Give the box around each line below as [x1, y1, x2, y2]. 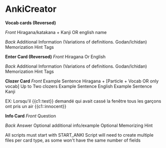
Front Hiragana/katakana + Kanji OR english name [5, 29, 107, 35]
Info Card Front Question [5, 112, 56, 119]
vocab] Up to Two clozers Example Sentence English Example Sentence [5, 83, 152, 89]
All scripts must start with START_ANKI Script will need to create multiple [5, 132, 154, 138]
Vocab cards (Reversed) [5, 20, 56, 26]
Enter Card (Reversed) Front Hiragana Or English [5, 53, 106, 60]
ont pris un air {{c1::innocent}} [5, 103, 67, 109]
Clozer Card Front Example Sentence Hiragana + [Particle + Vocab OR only [5, 78, 159, 84]
